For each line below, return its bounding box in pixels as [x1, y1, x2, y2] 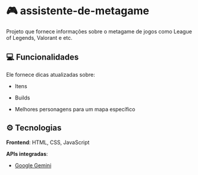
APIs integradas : [6, 150, 48, 157]
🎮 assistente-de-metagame [6, 4, 150, 18]
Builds [14, 94, 30, 101]
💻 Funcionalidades [6, 52, 79, 62]
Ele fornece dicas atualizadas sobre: [6, 71, 95, 78]
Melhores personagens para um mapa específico [14, 105, 136, 112]
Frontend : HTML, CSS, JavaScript [6, 139, 90, 146]
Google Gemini [14, 161, 52, 169]
